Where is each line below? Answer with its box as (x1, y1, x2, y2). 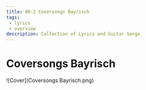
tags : (6, 14, 20, 20)
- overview (8, 25, 36, 32)
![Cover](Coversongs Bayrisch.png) (6, 77, 94, 84)
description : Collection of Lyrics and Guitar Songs (6, 31, 141, 37)
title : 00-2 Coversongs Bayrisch (6, 8, 90, 15)
